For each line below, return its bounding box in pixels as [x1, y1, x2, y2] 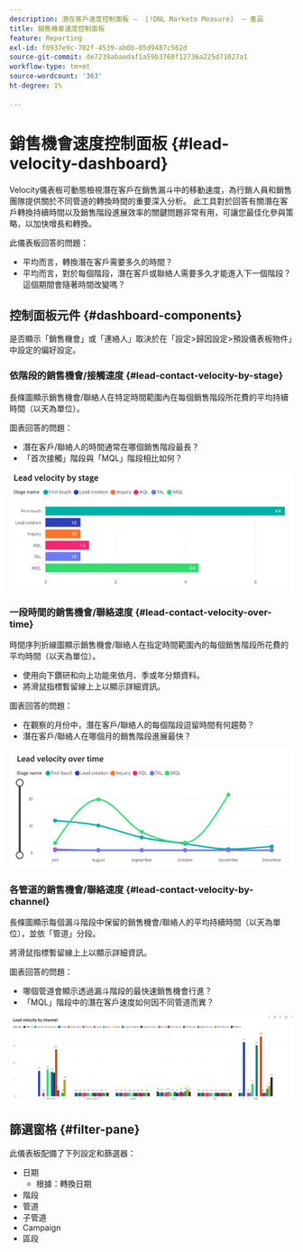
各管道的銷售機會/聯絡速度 [9, 883, 124, 896]
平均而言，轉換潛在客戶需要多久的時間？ [22, 256, 173, 267]
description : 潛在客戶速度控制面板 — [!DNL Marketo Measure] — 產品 [9, 14, 264, 23]
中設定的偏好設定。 [9, 345, 81, 355]
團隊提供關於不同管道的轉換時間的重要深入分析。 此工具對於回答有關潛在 [9, 195, 280, 207]
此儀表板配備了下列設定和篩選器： [9, 1147, 136, 1158]
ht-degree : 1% [9, 81, 63, 90]
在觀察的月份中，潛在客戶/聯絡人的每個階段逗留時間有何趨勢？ [22, 720, 255, 731]
